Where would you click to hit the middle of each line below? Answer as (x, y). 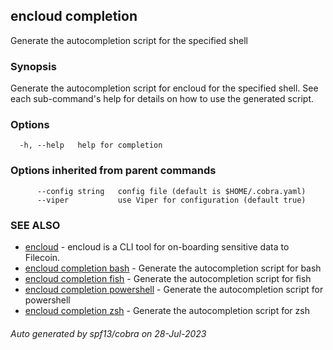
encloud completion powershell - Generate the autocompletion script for (174, 289)
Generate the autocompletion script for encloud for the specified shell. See (164, 88)
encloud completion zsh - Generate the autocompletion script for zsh (167, 310)
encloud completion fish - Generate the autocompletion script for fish (168, 278)
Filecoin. (42, 257)
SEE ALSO (35, 225)
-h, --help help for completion (91, 145)
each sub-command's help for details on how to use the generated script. (162, 99)
